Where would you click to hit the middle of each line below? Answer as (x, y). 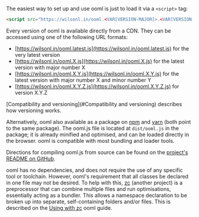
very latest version (37, 55)
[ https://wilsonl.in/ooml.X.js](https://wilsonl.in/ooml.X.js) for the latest (99, 61)
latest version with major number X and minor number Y (83, 80)
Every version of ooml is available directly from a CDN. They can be (89, 31)
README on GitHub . (31, 158)
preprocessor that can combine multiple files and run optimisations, (89, 189)
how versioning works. (34, 110)
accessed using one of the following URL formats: (67, 37)
